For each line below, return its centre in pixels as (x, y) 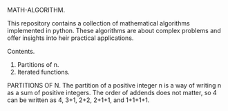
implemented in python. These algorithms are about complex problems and (114, 31)
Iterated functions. (44, 72)
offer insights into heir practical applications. (70, 38)
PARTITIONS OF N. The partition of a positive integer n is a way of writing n (114, 85)
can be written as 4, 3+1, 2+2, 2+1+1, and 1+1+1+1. (78, 100)
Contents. (21, 51)
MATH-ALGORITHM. (36, 10)
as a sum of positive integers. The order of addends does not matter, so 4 (112, 93)
